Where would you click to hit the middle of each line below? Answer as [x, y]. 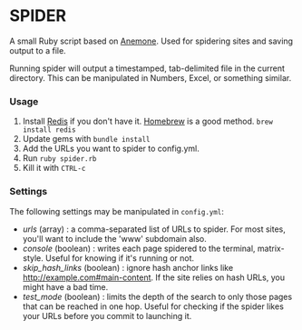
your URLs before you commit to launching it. [107, 315]
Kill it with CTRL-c [54, 168]
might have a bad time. [65, 286]
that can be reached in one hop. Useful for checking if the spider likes [153, 306]
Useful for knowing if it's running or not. [120, 258]
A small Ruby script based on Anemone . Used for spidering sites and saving [151, 41]
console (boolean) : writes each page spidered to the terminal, [139, 248]
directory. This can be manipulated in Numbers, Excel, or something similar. [151, 77]
